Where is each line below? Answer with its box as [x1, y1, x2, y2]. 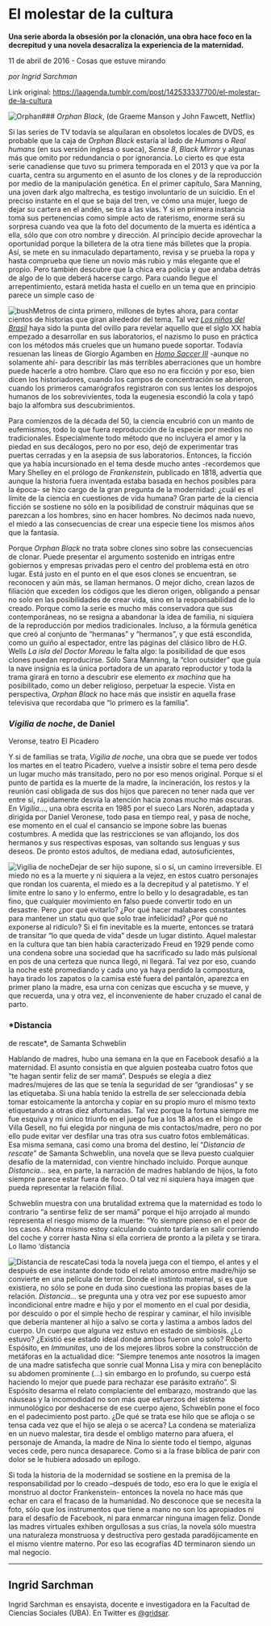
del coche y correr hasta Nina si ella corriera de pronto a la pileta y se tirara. [8, 1232, 261, 1242]
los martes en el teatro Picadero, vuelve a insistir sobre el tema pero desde [8, 760, 257, 770]
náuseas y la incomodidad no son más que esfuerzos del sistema [8, 1394, 226, 1404]
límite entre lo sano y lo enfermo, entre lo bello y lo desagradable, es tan [8, 888, 248, 898]
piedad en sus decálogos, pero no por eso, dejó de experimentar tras [8, 441, 239, 451]
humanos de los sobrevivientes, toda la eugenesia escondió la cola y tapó [8, 391, 254, 401]
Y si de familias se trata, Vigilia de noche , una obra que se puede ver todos [8, 752, 258, 762]
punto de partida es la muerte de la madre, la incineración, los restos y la [8, 777, 250, 788]
